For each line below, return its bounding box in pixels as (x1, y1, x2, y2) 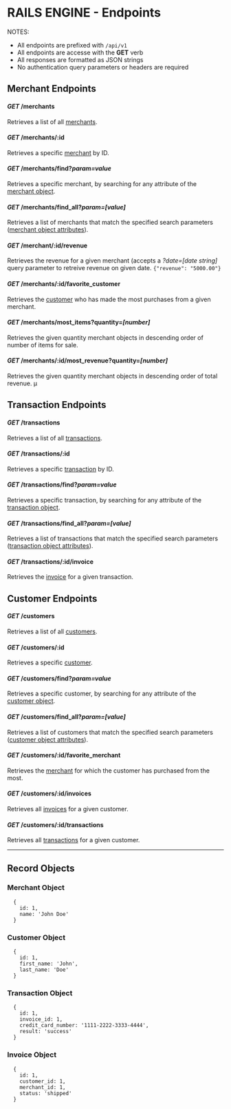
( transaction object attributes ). (7, 542, 93, 550)
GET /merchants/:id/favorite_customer (7, 279, 121, 287)
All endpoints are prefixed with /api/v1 (16, 41, 127, 49)
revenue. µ (7, 379, 38, 387)
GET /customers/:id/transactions (7, 820, 104, 828)
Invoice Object (7, 1050, 57, 1059)
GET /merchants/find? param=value (7, 164, 111, 173)
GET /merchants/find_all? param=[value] (7, 203, 126, 211)
